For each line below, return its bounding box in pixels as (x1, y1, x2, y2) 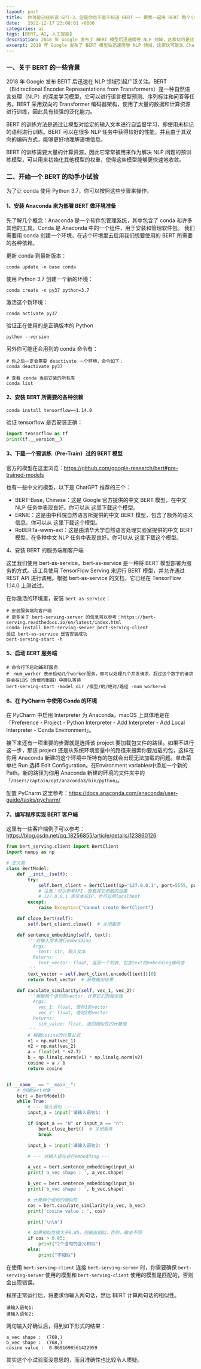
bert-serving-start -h (6, 636, 63, 642)
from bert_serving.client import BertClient (6, 844, 119, 850)
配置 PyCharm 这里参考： (6, 790, 69, 797)
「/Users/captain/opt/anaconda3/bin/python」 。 (6, 777, 123, 784)
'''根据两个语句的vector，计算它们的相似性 (28, 993, 123, 999)
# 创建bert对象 (17, 1087, 51, 1093)
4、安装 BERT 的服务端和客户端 (6, 546, 84, 554)
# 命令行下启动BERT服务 (6, 665, 59, 671)
